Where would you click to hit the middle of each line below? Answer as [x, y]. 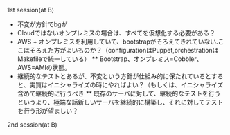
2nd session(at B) [32, 125]
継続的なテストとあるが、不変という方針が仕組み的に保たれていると [114, 76]
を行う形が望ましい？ [47, 111]
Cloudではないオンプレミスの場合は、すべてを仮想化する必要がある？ [116, 33]
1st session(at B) [30, 10]
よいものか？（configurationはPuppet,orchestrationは [142, 50]
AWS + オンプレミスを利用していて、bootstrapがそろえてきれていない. [117, 42]
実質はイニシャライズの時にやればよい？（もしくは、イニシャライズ [126, 85]
